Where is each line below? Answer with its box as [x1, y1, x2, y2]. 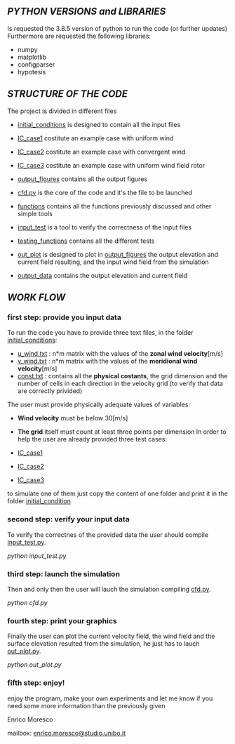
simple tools [17, 209, 53, 218]
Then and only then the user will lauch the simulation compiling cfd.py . [7, 585, 212, 593]
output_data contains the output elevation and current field [17, 271, 188, 279]
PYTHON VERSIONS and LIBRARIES [7, 6, 166, 18]
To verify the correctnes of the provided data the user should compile [7, 530, 209, 539]
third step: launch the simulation [7, 569, 121, 578]
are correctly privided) [17, 387, 83, 395]
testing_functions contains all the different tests [17, 237, 155, 245]
